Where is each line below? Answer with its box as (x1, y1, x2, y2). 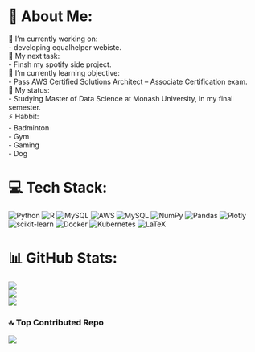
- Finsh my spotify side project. (8, 60, 112, 69)
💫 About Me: (8, 7, 93, 26)
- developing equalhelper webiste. (8, 42, 122, 52)
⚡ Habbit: (8, 111, 39, 121)
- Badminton (8, 122, 50, 132)
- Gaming (8, 140, 40, 150)
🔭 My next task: (8, 51, 60, 60)
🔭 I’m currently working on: (8, 34, 98, 43)
